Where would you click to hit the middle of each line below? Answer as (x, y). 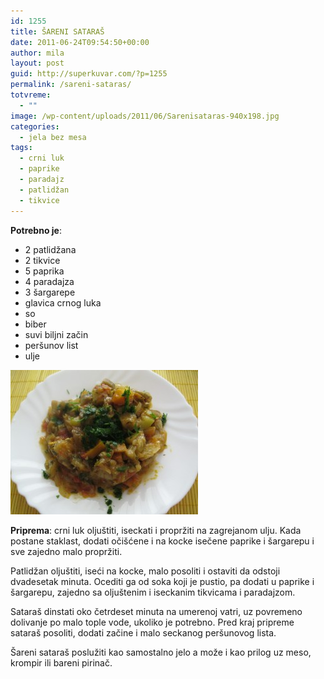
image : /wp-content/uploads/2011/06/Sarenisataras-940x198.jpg (145, 116)
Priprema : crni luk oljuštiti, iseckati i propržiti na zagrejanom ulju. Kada (156, 530)
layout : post (37, 63)
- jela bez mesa (53, 137)
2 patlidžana (50, 249)
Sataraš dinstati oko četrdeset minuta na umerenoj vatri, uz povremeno (156, 611)
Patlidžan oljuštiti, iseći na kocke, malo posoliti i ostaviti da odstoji (145, 571)
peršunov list (51, 345)
